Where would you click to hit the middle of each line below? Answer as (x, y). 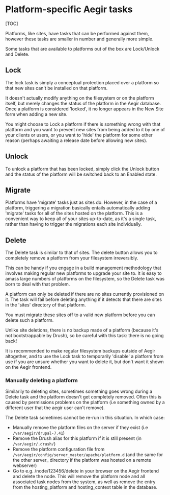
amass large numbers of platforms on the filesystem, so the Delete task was (85, 279)
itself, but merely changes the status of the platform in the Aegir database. (83, 103)
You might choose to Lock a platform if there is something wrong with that (83, 124)
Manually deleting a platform (41, 381)
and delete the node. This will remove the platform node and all (79, 477)
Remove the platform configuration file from (59, 449)
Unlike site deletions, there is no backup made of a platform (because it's (82, 330)
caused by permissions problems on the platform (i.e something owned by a (85, 403)
